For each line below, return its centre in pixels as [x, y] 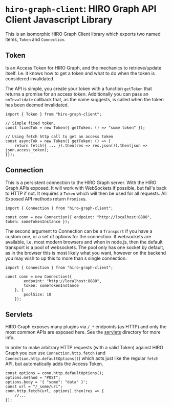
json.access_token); [27, 150]
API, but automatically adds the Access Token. [54, 364]
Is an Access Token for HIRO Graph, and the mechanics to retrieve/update [83, 67]
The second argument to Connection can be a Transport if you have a [79, 231]
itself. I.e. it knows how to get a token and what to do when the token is [80, 73]
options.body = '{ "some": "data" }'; [47, 382]
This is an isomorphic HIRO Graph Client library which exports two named [83, 34]
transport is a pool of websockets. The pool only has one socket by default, [85, 247]
